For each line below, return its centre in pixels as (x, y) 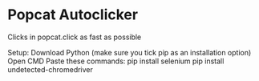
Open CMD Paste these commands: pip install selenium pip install (116, 61)
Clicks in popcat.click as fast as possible (75, 37)
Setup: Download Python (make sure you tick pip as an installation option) (129, 52)
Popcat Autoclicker (73, 15)
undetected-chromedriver (51, 69)
